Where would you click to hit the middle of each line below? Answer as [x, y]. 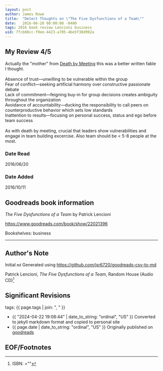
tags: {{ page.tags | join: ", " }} [35, 307]
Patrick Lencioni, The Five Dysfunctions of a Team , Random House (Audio [79, 274]
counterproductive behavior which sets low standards [59, 110]
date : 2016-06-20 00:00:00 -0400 [41, 23]
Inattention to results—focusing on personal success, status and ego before [81, 115]
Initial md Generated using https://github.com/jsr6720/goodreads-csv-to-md [81, 265]
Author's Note [27, 253]
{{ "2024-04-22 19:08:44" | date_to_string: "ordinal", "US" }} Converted [84, 317]
